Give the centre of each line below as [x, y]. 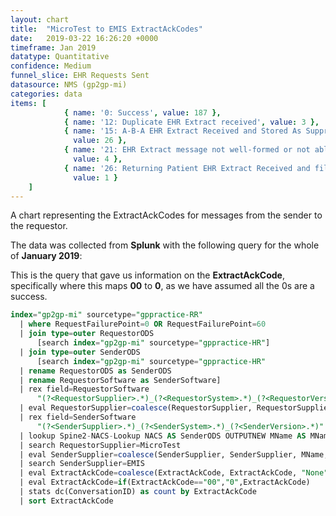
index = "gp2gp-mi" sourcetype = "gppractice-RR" [106, 315]
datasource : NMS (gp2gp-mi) [69, 85]
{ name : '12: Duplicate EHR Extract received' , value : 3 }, [191, 122]
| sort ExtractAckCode [66, 501]
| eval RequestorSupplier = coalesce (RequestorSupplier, [136, 408]
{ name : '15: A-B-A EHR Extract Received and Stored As [182, 131]
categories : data [46, 94]
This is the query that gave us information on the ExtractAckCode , [147, 275]
